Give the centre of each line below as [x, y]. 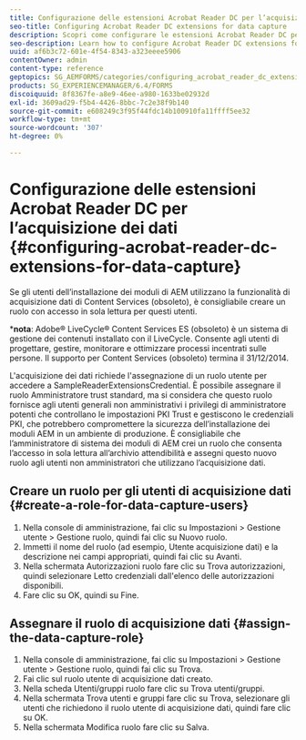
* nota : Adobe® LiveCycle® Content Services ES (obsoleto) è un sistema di [149, 329]
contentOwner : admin [49, 60]
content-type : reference [56, 69]
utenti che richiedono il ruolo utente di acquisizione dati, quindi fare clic [157, 708]
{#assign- [262, 624]
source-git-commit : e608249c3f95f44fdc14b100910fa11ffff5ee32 [130, 111]
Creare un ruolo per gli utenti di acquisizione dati [150, 491]
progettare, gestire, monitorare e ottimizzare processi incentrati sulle [138, 348]
